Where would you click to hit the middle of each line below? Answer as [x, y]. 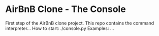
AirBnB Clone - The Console [66, 9]
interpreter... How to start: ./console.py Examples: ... [60, 28]
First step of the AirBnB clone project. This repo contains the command [80, 23]
